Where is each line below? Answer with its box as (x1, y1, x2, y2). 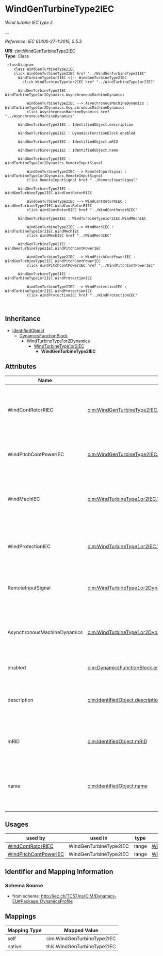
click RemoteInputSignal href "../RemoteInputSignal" (26, 177, 138, 182)
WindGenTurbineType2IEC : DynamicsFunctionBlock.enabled (17, 131, 136, 136)
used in (90, 835, 108, 841)
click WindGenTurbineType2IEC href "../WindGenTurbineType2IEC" (14, 71, 147, 76)
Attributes (5, 362, 36, 371)
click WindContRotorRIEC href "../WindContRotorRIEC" (26, 207, 138, 213)
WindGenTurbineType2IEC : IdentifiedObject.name (17, 148, 118, 153)
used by (26, 835, 46, 841)
